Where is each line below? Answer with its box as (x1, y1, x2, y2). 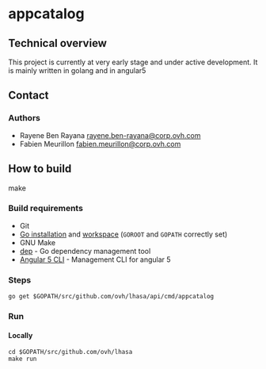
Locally (8, 330, 33, 340)
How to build (8, 162, 72, 175)
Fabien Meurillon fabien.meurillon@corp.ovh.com (19, 139, 181, 148)
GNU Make (19, 237, 56, 247)
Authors (8, 113, 41, 124)
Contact (8, 89, 49, 102)
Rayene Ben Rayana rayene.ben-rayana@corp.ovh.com (19, 130, 201, 140)
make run (8, 355, 37, 363)
